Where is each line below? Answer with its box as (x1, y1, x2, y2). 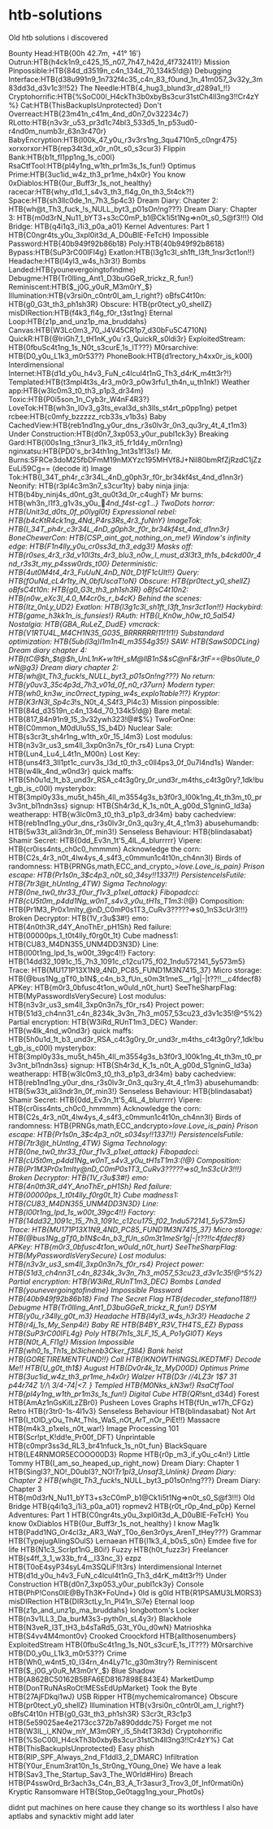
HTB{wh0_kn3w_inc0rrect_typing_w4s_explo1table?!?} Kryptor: (8, 688, 221, 698)
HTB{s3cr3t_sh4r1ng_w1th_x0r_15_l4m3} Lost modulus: (8, 731, 193, 742)
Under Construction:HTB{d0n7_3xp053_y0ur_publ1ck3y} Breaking (8, 429, 229, 439)
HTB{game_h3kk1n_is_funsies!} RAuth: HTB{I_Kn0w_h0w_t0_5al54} (8, 610, 236, 620)
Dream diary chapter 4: (8, 645, 88, 654)
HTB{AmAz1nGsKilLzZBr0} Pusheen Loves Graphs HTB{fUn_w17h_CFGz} (8, 1398, 254, 1407)
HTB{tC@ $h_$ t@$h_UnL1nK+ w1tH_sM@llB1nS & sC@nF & (8, 654, 197, 663)
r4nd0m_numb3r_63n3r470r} (8, 126, 107, 136)
